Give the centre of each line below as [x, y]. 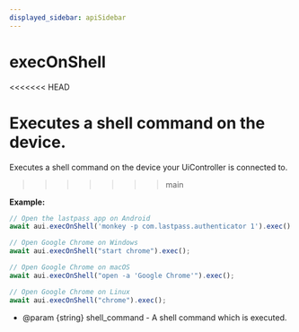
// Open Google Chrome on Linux [70, 292]
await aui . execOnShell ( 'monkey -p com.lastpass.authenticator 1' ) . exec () [150, 227]
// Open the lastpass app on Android [80, 218]
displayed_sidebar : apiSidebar [68, 17]
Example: [27, 202]
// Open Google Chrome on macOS [70, 267]
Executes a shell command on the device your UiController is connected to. [149, 167]
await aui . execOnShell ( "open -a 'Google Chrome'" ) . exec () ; [122, 275]
